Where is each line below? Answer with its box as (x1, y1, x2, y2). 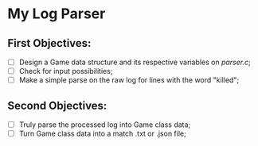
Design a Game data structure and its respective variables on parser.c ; (18, 57, 252, 67)
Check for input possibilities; (18, 67, 113, 76)
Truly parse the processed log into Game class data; (18, 120, 191, 129)
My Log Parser (7, 5, 106, 23)
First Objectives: (7, 36, 92, 50)
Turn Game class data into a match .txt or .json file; (18, 129, 186, 139)
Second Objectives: (7, 98, 107, 112)
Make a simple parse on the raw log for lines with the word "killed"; (18, 75, 240, 85)
